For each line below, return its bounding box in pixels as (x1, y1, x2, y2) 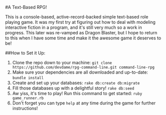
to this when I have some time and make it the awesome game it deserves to (5, 35, 162, 41)
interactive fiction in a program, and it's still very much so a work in (5, 24, 142, 30)
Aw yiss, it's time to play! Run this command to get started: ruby (12, 91, 142, 96)
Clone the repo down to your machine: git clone (12, 60, 112, 65)
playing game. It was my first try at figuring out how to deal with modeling (5, 19, 156, 25)
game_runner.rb (12, 96, 44, 101)
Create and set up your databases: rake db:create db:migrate (12, 80, 140, 86)
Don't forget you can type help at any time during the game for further (12, 100, 156, 106)
